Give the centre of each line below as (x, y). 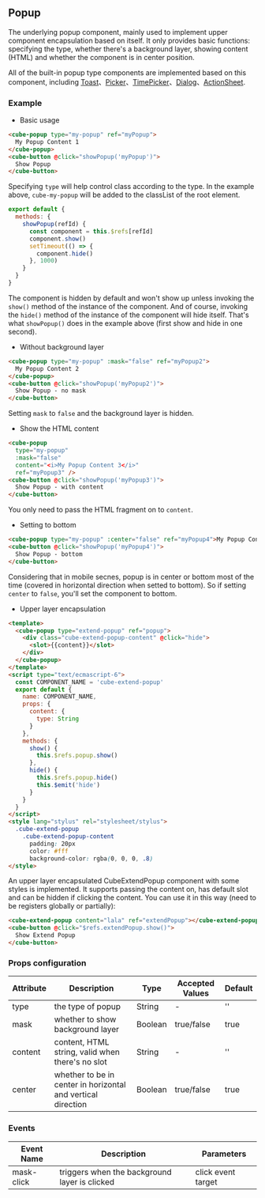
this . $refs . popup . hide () (77, 778)
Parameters (224, 1154)
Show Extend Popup (46, 935)
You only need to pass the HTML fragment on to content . (101, 510)
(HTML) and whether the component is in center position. (101, 57)
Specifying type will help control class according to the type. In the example (131, 187)
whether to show (85, 1019)
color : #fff (49, 851)
